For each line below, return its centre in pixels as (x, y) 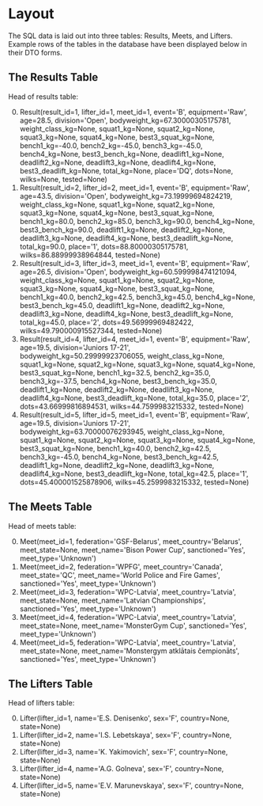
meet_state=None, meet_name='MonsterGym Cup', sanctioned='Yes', (133, 625)
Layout (31, 14)
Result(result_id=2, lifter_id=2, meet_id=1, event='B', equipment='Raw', (135, 188)
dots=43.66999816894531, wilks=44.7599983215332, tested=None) (131, 406)
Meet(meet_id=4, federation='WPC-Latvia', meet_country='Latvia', (128, 617)
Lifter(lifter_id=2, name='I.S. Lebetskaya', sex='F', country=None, (126, 735)
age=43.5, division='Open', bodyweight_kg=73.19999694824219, (126, 196)
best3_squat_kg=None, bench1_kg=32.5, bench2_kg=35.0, (115, 372)
